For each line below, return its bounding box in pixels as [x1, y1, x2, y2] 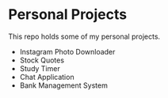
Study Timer [19, 63, 61, 73]
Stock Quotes [19, 55, 65, 65]
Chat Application [19, 72, 74, 81]
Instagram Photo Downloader [19, 47, 116, 56]
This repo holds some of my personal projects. [8, 32, 161, 41]
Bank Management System [19, 81, 109, 90]
